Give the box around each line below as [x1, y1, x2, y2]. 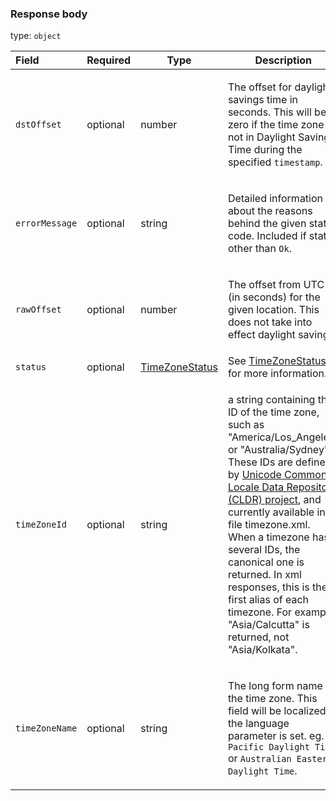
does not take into [227, 315, 313, 329]
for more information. [227, 367, 328, 381]
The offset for [227, 80, 293, 94]
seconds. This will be [227, 105, 327, 119]
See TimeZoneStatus [227, 354, 327, 368]
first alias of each [227, 593, 310, 607]
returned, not [227, 630, 290, 644]
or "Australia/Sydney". [227, 443, 332, 457]
